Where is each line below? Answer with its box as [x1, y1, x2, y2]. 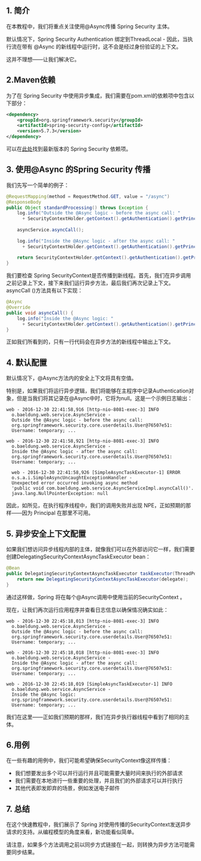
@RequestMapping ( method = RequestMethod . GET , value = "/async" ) [6, 194, 170, 200]
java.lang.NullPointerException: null [11, 491, 109, 497]
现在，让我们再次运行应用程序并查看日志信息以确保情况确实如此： [6, 606, 169, 613]
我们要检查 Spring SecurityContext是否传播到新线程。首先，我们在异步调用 [6, 272, 191, 279]
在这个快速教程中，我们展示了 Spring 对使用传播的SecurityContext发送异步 [6, 821, 191, 828]
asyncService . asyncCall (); [17, 227, 84, 233]
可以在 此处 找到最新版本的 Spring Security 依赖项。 [6, 146, 132, 152]
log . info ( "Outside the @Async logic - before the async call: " [17, 210, 181, 216]
